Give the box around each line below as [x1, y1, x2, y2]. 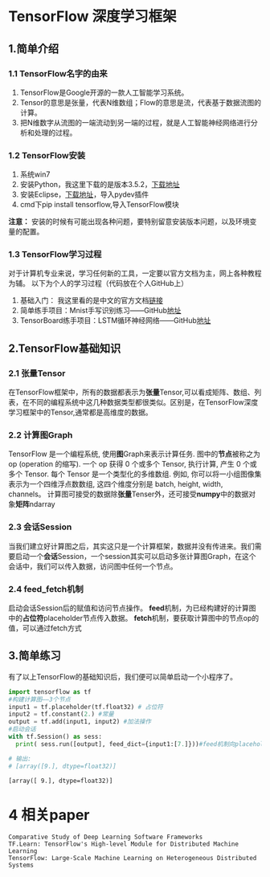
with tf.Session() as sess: [8, 732, 103, 741]
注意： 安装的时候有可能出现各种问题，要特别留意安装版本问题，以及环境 [8, 217, 250, 226]
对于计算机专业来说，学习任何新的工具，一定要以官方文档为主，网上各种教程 [8, 268, 262, 278]
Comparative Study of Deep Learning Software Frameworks [8, 833, 203, 841]
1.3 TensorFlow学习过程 [8, 249, 102, 260]
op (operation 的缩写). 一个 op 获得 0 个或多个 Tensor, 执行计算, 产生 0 [8, 459, 241, 469]
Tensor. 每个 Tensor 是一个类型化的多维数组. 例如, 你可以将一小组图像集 [23, 469, 262, 479]
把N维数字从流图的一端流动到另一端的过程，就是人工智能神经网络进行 [19, 117, 252, 127]
